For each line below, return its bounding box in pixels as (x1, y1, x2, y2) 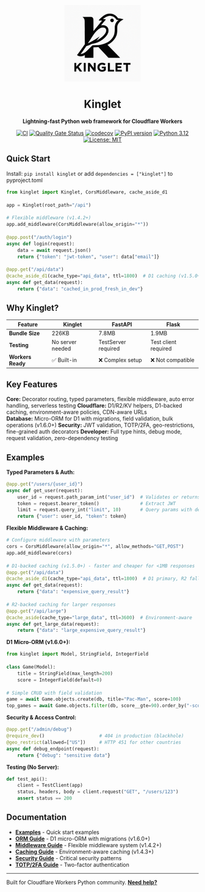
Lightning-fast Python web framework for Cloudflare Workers (22, 118, 183, 125)
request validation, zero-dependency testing (6, 435, 118, 442)
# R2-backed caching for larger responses (6, 601, 116, 607)
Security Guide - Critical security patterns (15, 854, 122, 861)
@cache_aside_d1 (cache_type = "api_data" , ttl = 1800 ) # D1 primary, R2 (6, 575, 187, 582)
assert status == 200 (17, 795, 72, 801)
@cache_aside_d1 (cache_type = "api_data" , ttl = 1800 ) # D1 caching (6, 273, 176, 279)
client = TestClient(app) (17, 782, 84, 789)
